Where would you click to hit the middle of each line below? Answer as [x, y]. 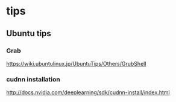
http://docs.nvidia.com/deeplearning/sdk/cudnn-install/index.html [88, 92]
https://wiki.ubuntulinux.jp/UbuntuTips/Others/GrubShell [76, 63]
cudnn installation [33, 79]
